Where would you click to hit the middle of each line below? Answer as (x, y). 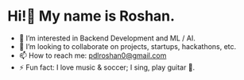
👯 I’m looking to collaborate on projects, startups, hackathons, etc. (128, 46)
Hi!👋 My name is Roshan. (91, 16)
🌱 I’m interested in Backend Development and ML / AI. (107, 38)
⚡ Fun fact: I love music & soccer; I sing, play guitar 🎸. (107, 67)
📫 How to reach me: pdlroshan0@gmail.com (93, 55)
